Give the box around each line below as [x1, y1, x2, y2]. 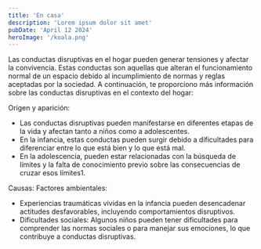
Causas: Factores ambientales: [8, 183, 108, 193]
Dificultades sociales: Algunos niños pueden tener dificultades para [19, 215, 238, 225]
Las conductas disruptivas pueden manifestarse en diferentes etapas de [19, 118, 253, 128]
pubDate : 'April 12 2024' [8, 26, 92, 34]
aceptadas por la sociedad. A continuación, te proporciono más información [8, 80, 254, 89]
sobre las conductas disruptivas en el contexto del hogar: [8, 88, 194, 98]
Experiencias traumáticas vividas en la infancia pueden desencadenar [19, 199, 246, 208]
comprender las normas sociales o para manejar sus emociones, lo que [19, 224, 251, 233]
